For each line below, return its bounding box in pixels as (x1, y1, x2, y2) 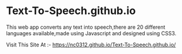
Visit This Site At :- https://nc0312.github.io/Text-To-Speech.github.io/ (6, 41, 176, 48)
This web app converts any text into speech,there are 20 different (6, 23, 166, 31)
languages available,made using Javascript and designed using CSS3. (6, 29, 177, 36)
